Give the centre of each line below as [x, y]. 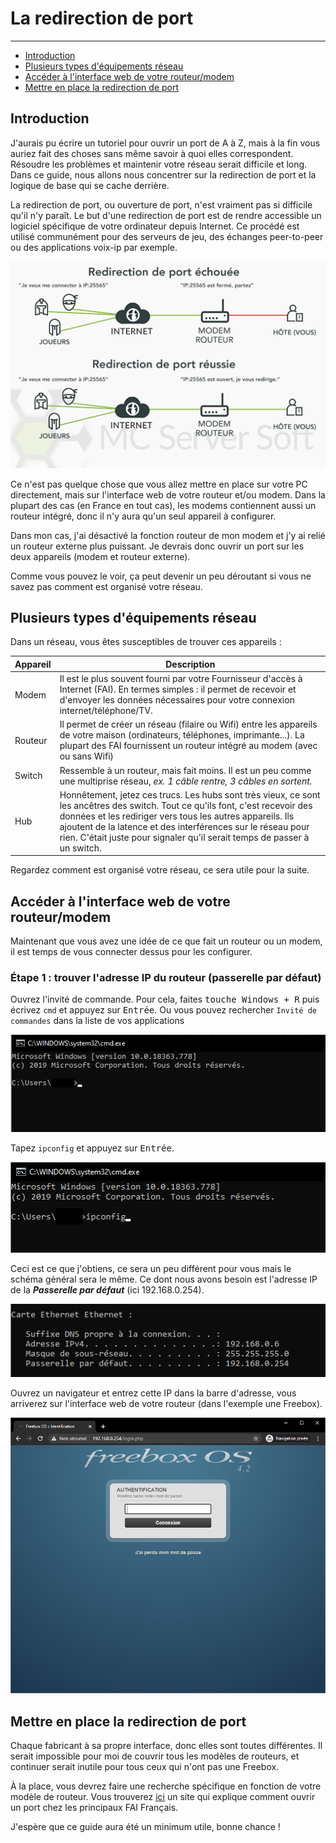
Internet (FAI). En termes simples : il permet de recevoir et [178, 689]
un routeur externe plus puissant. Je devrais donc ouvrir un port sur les [157, 546]
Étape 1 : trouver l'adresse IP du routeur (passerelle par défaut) [166, 978]
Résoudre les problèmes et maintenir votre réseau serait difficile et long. [159, 164]
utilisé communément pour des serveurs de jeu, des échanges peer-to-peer [167, 236]
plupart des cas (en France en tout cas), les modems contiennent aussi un [163, 505]
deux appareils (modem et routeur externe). [100, 556]
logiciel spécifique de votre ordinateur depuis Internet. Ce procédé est [155, 226]
